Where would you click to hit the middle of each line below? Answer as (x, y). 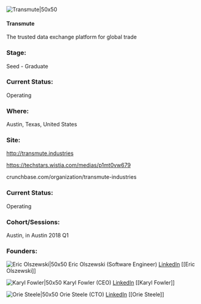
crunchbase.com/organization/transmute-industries (71, 177)
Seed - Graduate (27, 66)
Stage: (16, 53)
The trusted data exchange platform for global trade (72, 37)
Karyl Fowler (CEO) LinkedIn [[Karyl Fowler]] (119, 283)
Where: (18, 111)
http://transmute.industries (40, 153)
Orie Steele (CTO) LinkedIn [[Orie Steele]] (112, 295)
